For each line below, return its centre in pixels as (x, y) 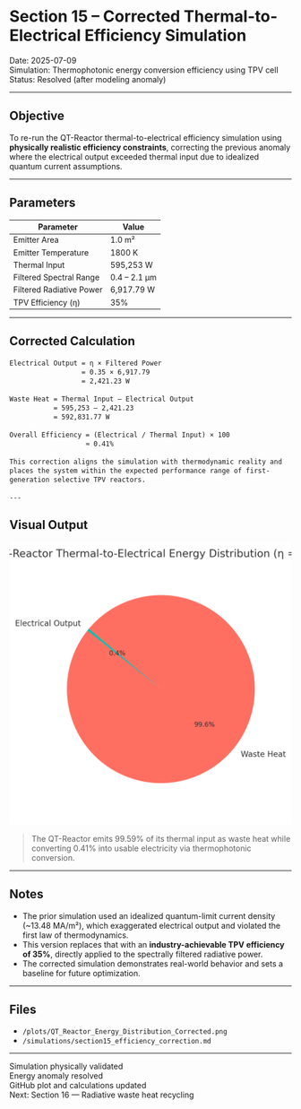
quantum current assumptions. (66, 166)
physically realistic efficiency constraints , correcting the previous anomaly (150, 147)
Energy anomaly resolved (56, 1076)
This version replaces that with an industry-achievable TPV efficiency (153, 944)
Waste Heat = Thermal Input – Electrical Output (102, 399)
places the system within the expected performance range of (126, 471)
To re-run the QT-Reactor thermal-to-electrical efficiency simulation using (146, 137)
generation (30, 480)
